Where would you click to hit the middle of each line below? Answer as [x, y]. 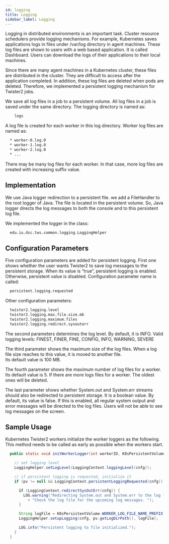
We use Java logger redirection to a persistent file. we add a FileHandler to [82, 197]
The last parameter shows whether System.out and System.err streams [79, 390]
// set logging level [37, 463]
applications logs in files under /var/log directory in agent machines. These [83, 44]
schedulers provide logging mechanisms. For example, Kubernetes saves [81, 39]
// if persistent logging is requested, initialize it [73, 477]
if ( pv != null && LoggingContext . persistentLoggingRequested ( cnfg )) [89, 481]
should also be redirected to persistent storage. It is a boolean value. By [80, 395]
